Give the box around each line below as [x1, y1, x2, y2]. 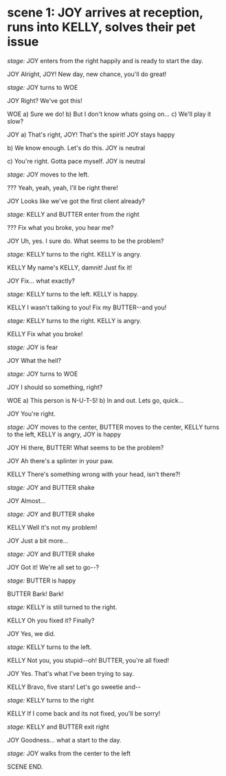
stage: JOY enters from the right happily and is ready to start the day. [7, 56, 204, 64]
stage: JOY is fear [7, 343, 58, 351]
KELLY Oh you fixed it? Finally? [7, 616, 95, 624]
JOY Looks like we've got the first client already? [7, 197, 146, 205]
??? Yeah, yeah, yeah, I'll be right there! [7, 183, 119, 191]
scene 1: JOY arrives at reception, [7, 5, 203, 21]
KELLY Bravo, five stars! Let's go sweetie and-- [7, 683, 142, 691]
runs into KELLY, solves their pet [7, 19, 196, 35]
